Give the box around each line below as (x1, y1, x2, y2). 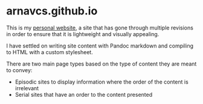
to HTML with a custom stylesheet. (6, 48, 94, 55)
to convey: (6, 66, 33, 73)
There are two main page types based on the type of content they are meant (6, 60, 197, 67)
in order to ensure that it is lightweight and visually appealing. (6, 30, 159, 37)
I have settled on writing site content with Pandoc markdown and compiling (6, 42, 193, 49)
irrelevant (14, 84, 39, 91)
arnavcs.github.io (6, 4, 98, 18)
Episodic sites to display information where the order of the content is (14, 78, 188, 85)
